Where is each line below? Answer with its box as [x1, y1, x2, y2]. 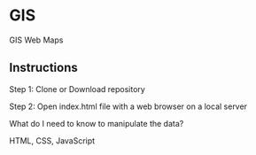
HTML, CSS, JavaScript [9, 135, 96, 146]
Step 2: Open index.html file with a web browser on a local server [9, 101, 248, 112]
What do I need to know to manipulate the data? [9, 118, 184, 128]
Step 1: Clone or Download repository [9, 83, 146, 94]
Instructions [9, 60, 78, 75]
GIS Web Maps [9, 35, 64, 45]
